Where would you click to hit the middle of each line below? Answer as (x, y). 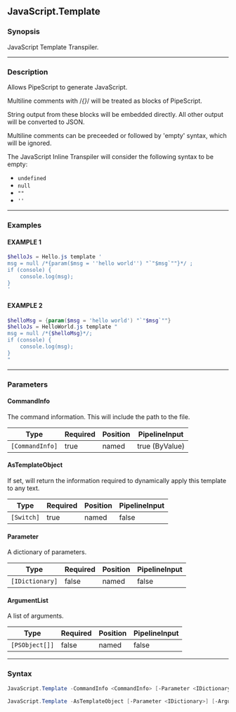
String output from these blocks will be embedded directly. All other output (115, 114)
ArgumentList (28, 600)
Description (28, 72)
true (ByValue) (160, 446)
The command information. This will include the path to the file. (99, 417)
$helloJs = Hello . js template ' (54, 257)
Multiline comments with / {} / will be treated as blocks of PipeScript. (105, 101)
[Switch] (25, 518)
